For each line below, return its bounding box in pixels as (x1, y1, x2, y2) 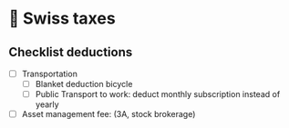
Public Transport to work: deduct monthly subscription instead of (35, 89, 281, 100)
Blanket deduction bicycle (35, 79, 133, 90)
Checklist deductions (8, 44, 133, 60)
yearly (35, 99, 60, 110)
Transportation (21, 68, 78, 79)
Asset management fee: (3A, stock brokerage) (21, 109, 196, 120)
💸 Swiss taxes (8, 8, 116, 29)
